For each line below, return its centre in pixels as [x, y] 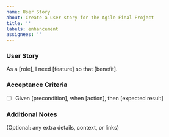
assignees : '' [24, 35]
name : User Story [28, 12]
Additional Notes [32, 114]
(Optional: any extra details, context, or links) [63, 128]
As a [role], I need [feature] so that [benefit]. [62, 69]
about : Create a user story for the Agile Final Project [80, 18]
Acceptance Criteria [37, 85]
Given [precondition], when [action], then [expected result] [89, 98]
